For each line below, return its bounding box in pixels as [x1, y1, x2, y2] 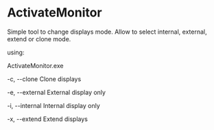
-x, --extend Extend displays [7, 115, 88, 123]
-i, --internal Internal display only [7, 101, 101, 109]
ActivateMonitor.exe [7, 61, 64, 69]
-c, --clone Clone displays [7, 74, 82, 83]
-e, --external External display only [7, 88, 106, 96]
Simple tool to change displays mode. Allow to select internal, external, [7, 28, 207, 36]
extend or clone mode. [7, 34, 71, 43]
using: [7, 48, 25, 56]
